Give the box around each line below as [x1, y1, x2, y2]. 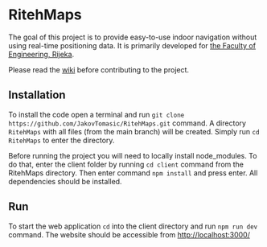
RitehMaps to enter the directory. [8, 135, 115, 145]
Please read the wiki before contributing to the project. [8, 64, 190, 74]
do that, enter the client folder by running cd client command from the [8, 159, 244, 169]
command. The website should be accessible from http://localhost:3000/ [8, 229, 251, 239]
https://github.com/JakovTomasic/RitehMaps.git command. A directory [8, 118, 247, 128]
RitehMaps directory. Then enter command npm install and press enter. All [8, 167, 258, 178]
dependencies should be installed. [8, 176, 122, 186]
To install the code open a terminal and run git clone [8, 109, 185, 119]
